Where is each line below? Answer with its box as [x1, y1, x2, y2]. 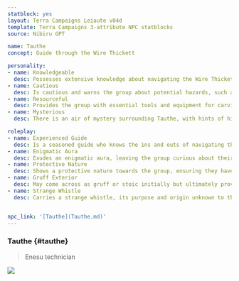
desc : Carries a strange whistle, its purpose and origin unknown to [14, 194, 224, 201]
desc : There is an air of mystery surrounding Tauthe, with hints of [14, 115, 224, 123]
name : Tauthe [7, 43, 46, 50]
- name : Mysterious [7, 109, 65, 116]
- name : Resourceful [7, 95, 69, 103]
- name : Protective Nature [7, 161, 87, 168]
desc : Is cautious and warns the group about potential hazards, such [14, 89, 228, 96]
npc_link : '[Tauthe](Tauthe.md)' [7, 213, 107, 220]
